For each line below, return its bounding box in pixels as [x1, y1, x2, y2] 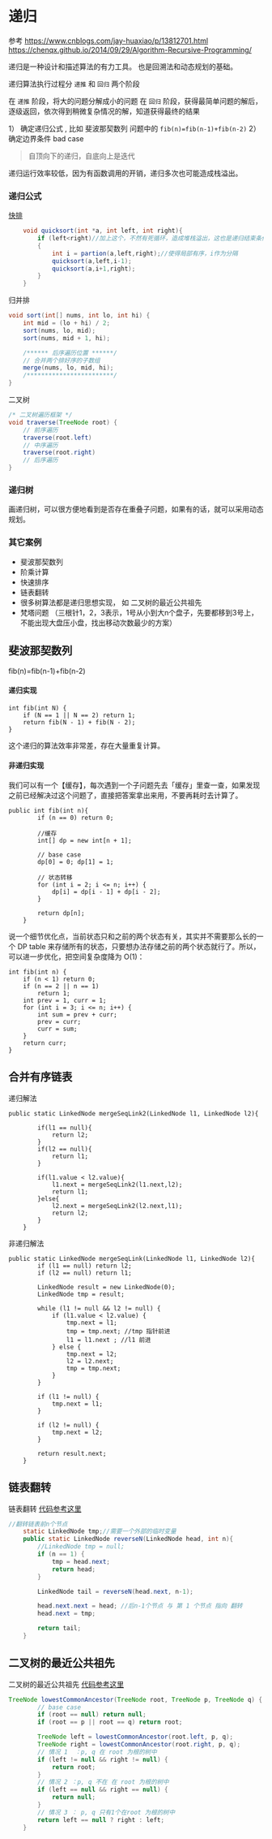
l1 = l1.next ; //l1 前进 [66, 1336, 151, 1344]
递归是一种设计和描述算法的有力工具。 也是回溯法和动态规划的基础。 [8, 62, 237, 71]
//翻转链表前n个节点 [8, 1520, 68, 1528]
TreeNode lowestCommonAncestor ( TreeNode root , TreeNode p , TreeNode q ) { [8, 1695, 263, 1703]
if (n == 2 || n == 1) [23, 982, 100, 991]
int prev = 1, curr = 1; [23, 996, 107, 1004]
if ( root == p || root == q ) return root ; [37, 1718, 183, 1726]
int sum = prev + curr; [37, 1010, 117, 1019]
